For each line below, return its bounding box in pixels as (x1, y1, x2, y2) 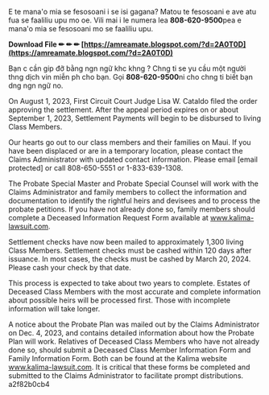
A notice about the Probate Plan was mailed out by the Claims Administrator (8, 319, 260, 329)
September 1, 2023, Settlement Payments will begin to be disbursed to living (8, 113, 262, 123)
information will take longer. (8, 304, 101, 313)
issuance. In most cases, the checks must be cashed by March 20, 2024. (8, 254, 251, 264)
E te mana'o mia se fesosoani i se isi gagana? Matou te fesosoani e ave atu (8, 7, 256, 16)
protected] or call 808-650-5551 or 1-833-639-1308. (8, 163, 184, 172)
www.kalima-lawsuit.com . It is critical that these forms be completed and (8, 362, 250, 372)
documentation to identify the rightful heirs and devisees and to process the (8, 196, 260, 205)
